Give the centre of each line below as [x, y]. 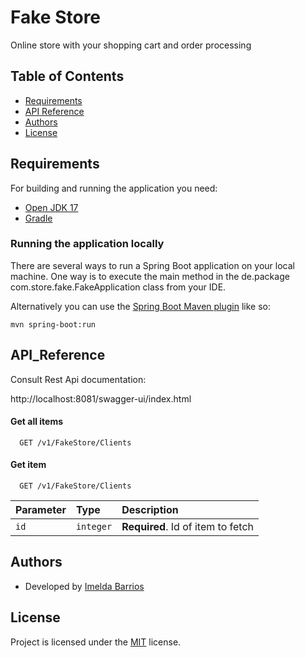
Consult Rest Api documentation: [78, 379]
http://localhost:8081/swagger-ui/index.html [101, 398]
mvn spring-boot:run [53, 324]
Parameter [41, 510]
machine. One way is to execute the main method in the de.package [150, 276]
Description [150, 510]
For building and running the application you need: [114, 188]
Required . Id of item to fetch [188, 527]
